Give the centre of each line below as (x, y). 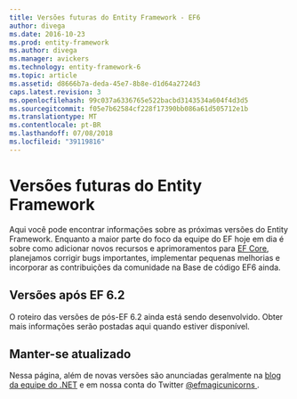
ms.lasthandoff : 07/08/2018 (61, 134)
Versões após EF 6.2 (67, 295)
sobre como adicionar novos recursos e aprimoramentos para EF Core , (139, 248)
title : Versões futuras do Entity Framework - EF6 (105, 17)
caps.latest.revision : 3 (55, 92)
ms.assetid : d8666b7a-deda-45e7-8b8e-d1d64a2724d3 (105, 84)
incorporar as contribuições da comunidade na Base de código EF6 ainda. (145, 267)
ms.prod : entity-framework (59, 42)
